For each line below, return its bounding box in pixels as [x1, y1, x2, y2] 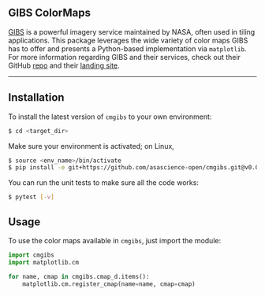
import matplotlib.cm [8, 258, 80, 266]
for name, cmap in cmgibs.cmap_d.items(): [8, 272, 150, 280]
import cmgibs [8, 251, 55, 259]
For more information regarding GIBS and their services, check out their [8, 52, 241, 61]
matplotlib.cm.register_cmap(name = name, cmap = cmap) [22, 279, 196, 288]
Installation [8, 91, 65, 105]
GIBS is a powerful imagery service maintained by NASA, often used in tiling [8, 27, 256, 36]
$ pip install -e [8, 164, 65, 172]
